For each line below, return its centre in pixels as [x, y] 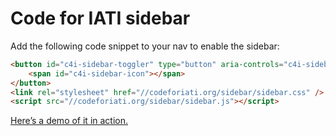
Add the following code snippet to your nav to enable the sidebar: [145, 46]
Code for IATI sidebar [100, 18]
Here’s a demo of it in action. [69, 121]
